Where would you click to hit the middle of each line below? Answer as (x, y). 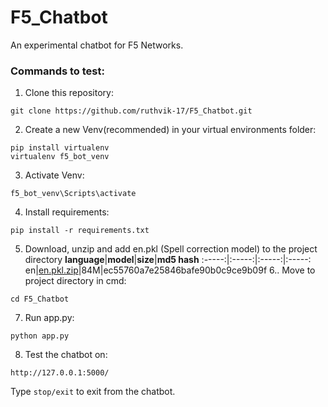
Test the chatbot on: (66, 355)
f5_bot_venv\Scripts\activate (73, 194)
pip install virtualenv (60, 148)
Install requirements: (67, 212)
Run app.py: (49, 318)
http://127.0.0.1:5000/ (60, 373)
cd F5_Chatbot (40, 299)
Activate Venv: (54, 175)
